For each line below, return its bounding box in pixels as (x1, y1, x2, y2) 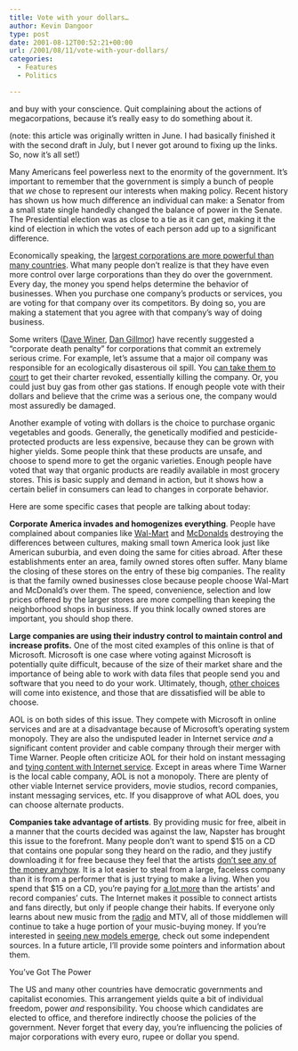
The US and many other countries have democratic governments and (9, 983, 263, 995)
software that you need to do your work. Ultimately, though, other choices (9, 677, 280, 688)
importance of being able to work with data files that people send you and (9, 668, 280, 679)
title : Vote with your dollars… (9, 12, 129, 22)
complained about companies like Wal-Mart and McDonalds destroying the (9, 527, 284, 538)
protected (9, 436, 45, 447)
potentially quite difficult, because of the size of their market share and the (9, 658, 283, 669)
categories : (9, 54, 53, 63)
